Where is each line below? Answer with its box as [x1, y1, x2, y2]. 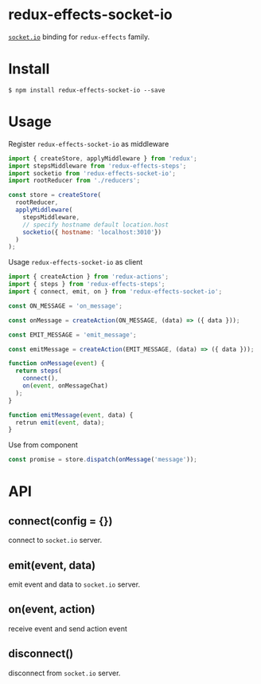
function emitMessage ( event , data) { [8, 411, 134, 419]
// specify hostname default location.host [22, 221, 169, 229]
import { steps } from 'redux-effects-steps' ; [8, 281, 166, 289]
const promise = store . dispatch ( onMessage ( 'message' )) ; [8, 456, 197, 464]
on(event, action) [8, 603, 95, 616]
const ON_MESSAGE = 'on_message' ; [8, 301, 123, 310]
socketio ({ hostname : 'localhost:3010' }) [22, 228, 162, 236]
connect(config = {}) [8, 514, 113, 528]
